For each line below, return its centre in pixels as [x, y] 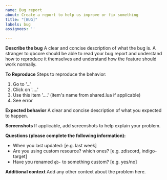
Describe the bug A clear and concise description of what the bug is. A [81, 48]
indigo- [149, 151]
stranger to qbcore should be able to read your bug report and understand [84, 54]
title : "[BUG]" [22, 19]
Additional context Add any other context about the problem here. [76, 172]
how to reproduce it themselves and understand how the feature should [81, 59]
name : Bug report [24, 10]
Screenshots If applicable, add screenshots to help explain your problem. [83, 126]
